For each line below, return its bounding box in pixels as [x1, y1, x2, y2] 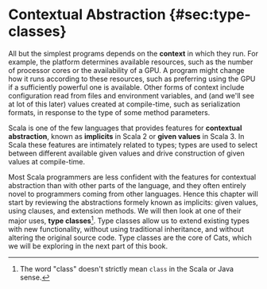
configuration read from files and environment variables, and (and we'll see [8, 91, 254, 100]
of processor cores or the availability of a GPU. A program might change [8, 65, 245, 75]
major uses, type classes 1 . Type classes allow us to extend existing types [8, 214, 250, 225]
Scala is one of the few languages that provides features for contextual [8, 123, 242, 133]
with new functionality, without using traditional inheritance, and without [8, 224, 244, 233]
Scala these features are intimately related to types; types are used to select [8, 140, 258, 149]
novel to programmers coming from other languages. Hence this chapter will [8, 189, 258, 198]
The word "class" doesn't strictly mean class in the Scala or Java [19, 264, 234, 273]
